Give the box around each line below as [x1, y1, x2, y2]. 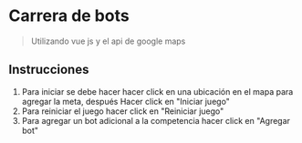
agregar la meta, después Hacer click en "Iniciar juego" [21, 96, 230, 107]
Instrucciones [8, 62, 89, 77]
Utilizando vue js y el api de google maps [30, 36, 186, 46]
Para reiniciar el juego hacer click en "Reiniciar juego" [21, 106, 224, 117]
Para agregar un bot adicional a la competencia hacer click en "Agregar [21, 115, 291, 126]
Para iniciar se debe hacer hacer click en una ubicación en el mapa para [21, 86, 294, 97]
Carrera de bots [8, 5, 130, 26]
